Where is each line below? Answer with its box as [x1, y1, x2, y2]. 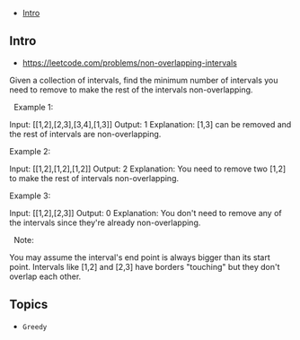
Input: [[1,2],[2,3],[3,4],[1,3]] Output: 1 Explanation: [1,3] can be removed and [9, 118, 292, 129]
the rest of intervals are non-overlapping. [9, 128, 162, 139]
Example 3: [9, 190, 51, 201]
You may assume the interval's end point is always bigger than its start [9, 251, 271, 263]
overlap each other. [9, 271, 82, 282]
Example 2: [9, 145, 51, 156]
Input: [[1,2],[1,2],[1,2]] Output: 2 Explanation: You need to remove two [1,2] [9, 163, 287, 174]
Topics [9, 297, 49, 312]
